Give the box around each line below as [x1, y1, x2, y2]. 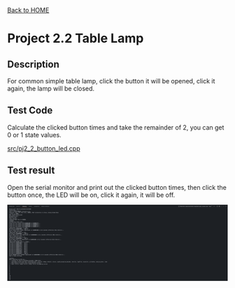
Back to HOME [7, 6, 50, 14]
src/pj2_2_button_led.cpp [7, 144, 80, 153]
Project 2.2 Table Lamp [7, 31, 144, 46]
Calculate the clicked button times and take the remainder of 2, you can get [7, 123, 225, 132]
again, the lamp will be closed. [7, 84, 95, 92]
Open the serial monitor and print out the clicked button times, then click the [7, 183, 227, 191]
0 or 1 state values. [7, 130, 62, 139]
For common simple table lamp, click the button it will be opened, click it [7, 77, 215, 85]
